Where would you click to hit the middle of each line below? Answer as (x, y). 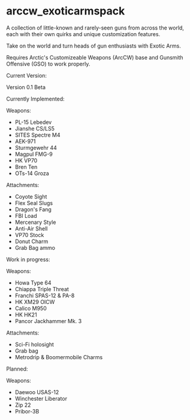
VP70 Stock (29, 235)
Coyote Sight (31, 196)
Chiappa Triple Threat (42, 289)
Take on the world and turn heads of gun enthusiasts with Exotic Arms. (94, 46)
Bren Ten (26, 167)
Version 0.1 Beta (26, 87)
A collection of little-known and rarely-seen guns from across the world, (95, 28)
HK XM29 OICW (35, 301)
